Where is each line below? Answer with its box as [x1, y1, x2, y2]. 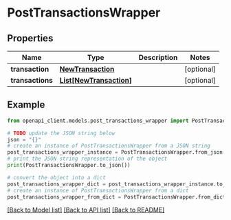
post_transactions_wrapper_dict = [7, 181, 107, 188]
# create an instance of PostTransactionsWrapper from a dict [7, 187, 189, 194]
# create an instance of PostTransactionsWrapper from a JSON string [7, 143, 211, 150]
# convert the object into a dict [7, 174, 107, 181]
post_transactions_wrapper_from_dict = [7, 193, 122, 201]
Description [138, 53, 178, 62]
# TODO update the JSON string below [7, 130, 115, 137]
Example [7, 99, 45, 111]
